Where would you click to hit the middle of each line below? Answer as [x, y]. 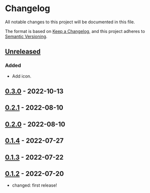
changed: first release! [34, 185]
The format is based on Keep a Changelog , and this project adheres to [75, 31]
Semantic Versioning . [26, 36]
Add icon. [22, 76]
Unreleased [23, 52]
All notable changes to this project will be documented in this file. [70, 22]
